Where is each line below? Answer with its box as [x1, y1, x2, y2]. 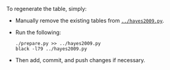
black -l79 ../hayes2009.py [15, 46, 87, 52]
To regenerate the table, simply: [6, 5, 87, 12]
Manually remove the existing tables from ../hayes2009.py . [15, 17, 164, 24]
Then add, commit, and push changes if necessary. [15, 57, 145, 63]
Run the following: [15, 29, 61, 36]
